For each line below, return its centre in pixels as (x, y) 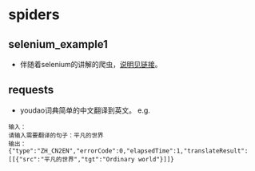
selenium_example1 (58, 44)
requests (31, 90)
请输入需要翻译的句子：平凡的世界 (56, 135)
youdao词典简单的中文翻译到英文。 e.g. (85, 110)
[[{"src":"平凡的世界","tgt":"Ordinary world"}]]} (91, 159)
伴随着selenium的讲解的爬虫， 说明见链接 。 (91, 64)
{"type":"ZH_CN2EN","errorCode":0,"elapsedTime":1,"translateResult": (128, 151)
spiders (34, 15)
